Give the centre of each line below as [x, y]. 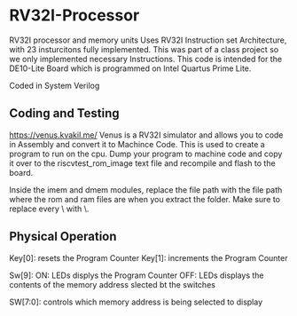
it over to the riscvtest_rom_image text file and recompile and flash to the [143, 163]
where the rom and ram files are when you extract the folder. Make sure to [145, 199]
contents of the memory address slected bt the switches [112, 284]
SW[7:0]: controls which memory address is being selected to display [136, 302]
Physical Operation [63, 237]
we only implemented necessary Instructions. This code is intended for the [145, 59]
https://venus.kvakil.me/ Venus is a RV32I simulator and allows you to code [146, 135]
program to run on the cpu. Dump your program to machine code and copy [146, 154]
